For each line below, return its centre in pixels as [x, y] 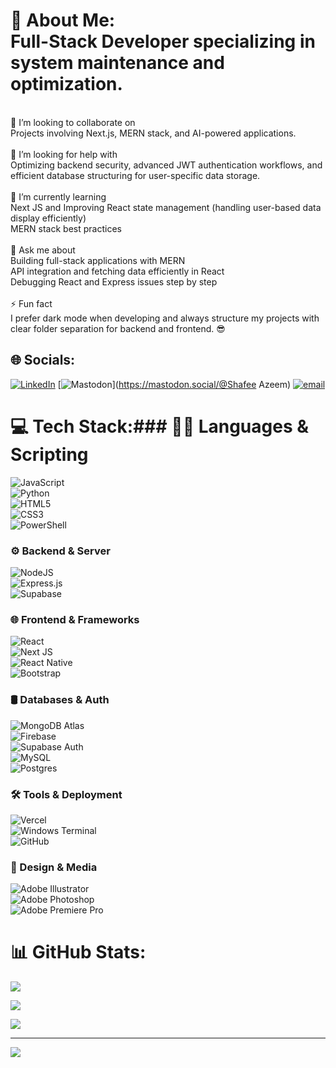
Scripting [49, 454]
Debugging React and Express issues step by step [114, 281]
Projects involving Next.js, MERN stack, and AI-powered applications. [153, 133]
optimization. [66, 84]
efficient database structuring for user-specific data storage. [135, 175]
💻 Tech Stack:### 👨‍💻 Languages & [160, 426]
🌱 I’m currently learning [58, 196]
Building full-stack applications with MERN [98, 260]
